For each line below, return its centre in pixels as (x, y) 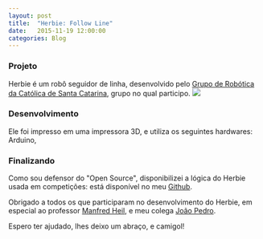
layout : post (30, 16)
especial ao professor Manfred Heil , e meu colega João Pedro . (112, 211)
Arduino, (23, 140)
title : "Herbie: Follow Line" (61, 23)
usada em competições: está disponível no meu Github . (101, 187)
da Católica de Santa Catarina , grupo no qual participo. (99, 93)
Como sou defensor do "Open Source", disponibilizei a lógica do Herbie (127, 178)
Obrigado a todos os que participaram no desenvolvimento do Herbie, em (130, 202)
